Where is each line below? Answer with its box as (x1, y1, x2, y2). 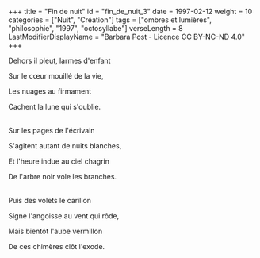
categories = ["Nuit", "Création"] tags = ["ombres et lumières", (8, 15, 212, 25)
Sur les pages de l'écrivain (8, 126, 95, 135)
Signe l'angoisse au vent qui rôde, (8, 211, 120, 221)
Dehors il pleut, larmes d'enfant (8, 56, 111, 65)
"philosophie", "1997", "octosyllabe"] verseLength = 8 (8, 24, 184, 33)
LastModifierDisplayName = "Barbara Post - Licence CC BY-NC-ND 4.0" (8, 32, 246, 41)
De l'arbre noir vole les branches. (8, 172, 117, 181)
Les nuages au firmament (8, 87, 92, 96)
